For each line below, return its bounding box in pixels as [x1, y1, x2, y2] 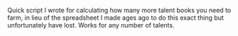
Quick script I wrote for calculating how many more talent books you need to [7, 6, 232, 14]
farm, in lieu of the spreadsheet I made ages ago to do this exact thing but [7, 13, 224, 22]
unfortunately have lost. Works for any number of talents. [7, 21, 175, 29]
